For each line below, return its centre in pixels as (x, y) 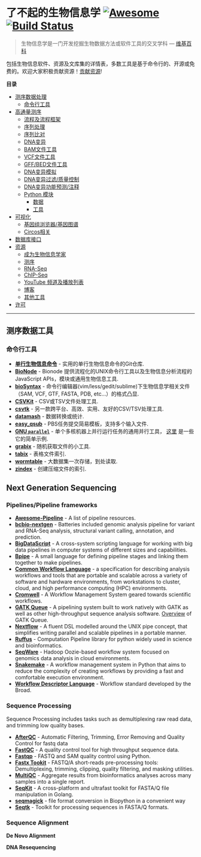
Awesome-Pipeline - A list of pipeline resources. (75, 518)
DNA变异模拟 (40, 172)
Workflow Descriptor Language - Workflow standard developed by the (103, 684)
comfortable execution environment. (60, 678)
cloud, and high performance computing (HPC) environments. (91, 588)
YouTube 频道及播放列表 (54, 282)
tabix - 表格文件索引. (41, 454)
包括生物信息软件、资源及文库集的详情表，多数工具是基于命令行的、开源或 (98, 64)
